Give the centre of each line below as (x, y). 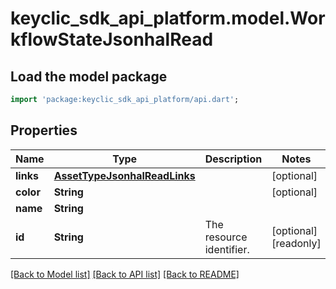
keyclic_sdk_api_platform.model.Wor (168, 18)
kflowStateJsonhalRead (112, 39)
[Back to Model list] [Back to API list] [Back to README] (125, 274)
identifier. (227, 249)
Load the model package (89, 76)
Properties (44, 130)
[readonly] (296, 243)
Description (233, 159)
